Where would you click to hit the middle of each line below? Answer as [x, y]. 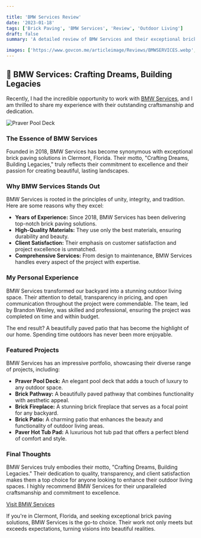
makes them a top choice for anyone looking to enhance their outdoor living [100, 480]
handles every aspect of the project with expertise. [77, 262]
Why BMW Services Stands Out [53, 186]
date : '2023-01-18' [31, 23]
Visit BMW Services [31, 504]
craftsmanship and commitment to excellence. [63, 493]
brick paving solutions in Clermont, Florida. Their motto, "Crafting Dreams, [98, 158]
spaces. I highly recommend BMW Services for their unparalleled [86, 486]
